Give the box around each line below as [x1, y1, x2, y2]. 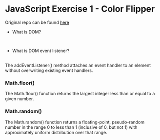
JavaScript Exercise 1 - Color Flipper [5, 3, 155, 15]
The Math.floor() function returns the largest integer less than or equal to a [5, 91, 155, 97]
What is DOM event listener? [12, 48, 70, 53]
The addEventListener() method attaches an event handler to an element [5, 62, 151, 68]
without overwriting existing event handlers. [5, 67, 93, 73]
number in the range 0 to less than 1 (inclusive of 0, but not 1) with [5, 124, 138, 130]
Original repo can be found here [5, 19, 69, 25]
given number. [5, 96, 34, 102]
